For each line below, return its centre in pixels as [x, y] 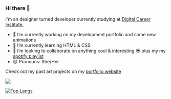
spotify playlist [28, 56]
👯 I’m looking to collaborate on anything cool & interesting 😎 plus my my [89, 51]
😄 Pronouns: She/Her [36, 62]
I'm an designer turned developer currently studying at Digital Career [78, 19]
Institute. [15, 24]
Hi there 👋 [18, 8]
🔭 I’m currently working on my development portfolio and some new [84, 35]
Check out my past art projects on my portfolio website [63, 71]
